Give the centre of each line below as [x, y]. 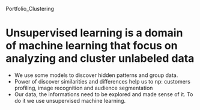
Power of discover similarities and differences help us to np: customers [102, 81]
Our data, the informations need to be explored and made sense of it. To [104, 94]
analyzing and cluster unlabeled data [100, 59]
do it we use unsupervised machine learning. [70, 100]
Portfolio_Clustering [30, 9]
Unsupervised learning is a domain [94, 33]
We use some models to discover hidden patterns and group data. [96, 75]
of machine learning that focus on [92, 46]
